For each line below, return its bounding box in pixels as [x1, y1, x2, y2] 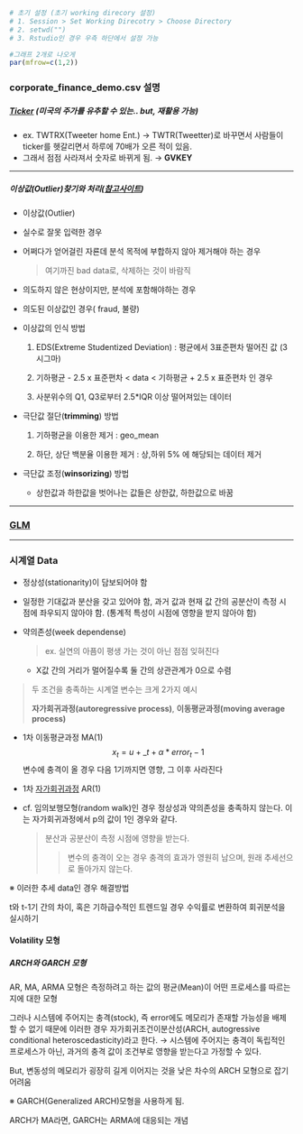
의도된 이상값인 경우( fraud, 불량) [22, 303, 140, 315]
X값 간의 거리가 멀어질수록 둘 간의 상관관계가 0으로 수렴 [35, 664, 232, 676]
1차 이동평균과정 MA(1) [22, 732, 104, 742]
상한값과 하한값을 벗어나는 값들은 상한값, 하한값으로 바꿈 [35, 487, 234, 498]
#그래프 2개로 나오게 [9, 50, 76, 59]
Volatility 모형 [9, 935, 60, 946]
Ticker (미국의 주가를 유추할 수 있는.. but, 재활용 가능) [9, 105, 198, 116]
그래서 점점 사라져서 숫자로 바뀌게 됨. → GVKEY [22, 152, 193, 163]
